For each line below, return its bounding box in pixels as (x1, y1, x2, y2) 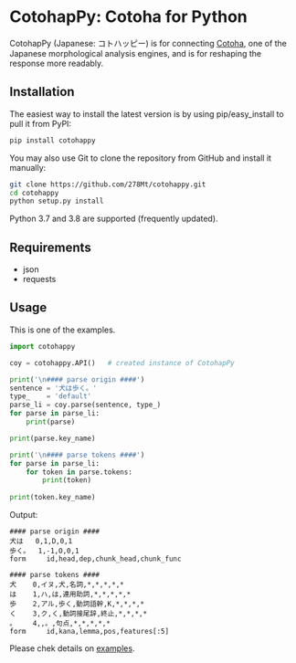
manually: (9, 162, 47, 173)
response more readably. (9, 58, 104, 68)
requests (22, 274, 57, 285)
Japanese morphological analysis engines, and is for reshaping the (9, 47, 262, 58)
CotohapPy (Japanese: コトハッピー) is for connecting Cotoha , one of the (9, 37, 288, 48)
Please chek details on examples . (9, 643, 135, 654)
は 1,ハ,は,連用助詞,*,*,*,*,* (9, 590, 132, 599)
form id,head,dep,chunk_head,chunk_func (9, 554, 182, 563)
